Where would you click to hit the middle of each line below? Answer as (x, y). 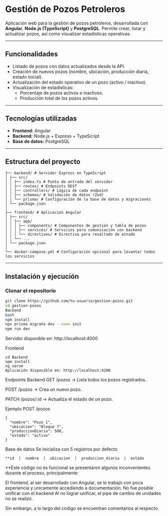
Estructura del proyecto (43, 161)
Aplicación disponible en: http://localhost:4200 (58, 371)
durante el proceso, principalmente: (42, 473)
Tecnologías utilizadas (41, 119)
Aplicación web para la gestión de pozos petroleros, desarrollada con (77, 23)
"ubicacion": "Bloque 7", (37, 427)
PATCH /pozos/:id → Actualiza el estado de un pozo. (59, 399)
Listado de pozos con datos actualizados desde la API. (69, 66)
